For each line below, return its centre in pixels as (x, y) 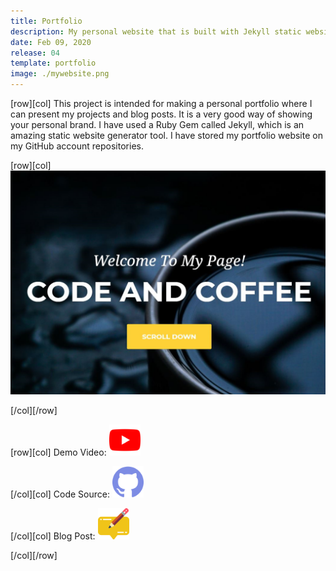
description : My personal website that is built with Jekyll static (156, 31)
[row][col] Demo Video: (58, 452)
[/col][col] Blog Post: (53, 536)
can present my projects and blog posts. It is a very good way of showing (161, 114)
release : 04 (35, 53)
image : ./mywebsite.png (60, 74)
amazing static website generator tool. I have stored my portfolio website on (166, 135)
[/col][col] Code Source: (60, 494)
